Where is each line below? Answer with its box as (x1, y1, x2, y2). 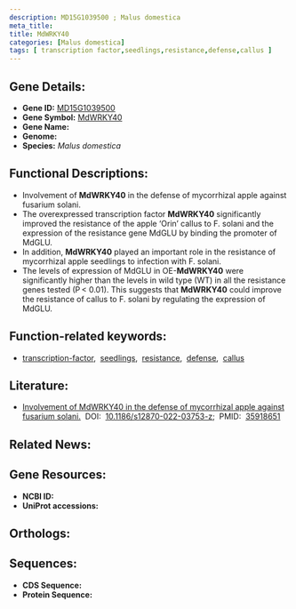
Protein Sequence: (21, 589, 93, 600)
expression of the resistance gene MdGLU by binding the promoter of (21, 228, 277, 238)
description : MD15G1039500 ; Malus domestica (9, 12, 180, 22)
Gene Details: (9, 79, 86, 94)
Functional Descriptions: (9, 166, 148, 181)
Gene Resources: (9, 468, 107, 483)
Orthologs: (9, 525, 71, 541)
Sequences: (9, 557, 77, 572)
